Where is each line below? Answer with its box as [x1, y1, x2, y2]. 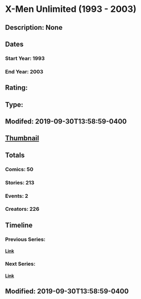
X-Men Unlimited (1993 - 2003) [5, 3, 137, 15]
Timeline [5, 221, 33, 229]
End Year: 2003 [5, 68, 44, 75]
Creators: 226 [5, 206, 40, 213]
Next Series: [5, 260, 36, 267]
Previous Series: [5, 236, 46, 242]
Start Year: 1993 [5, 55, 45, 61]
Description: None [5, 23, 63, 32]
